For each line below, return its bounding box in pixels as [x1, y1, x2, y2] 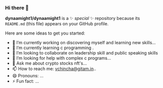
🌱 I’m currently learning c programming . [12, 45, 94, 51]
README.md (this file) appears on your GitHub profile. [5, 21, 109, 27]
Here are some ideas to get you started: [5, 30, 86, 36]
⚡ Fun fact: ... [12, 78, 39, 84]
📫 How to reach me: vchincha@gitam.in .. [12, 66, 96, 72]
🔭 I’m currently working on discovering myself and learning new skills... [12, 40, 156, 46]
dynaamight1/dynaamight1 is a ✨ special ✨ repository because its [5, 16, 140, 21]
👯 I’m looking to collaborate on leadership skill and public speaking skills [12, 50, 158, 56]
